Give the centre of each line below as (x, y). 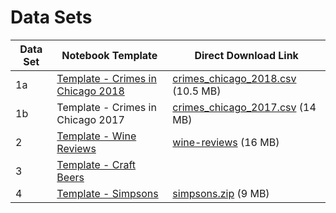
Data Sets (51, 17)
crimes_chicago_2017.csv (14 (244, 107)
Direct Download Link (246, 55)
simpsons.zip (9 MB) (221, 193)
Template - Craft (96, 164)
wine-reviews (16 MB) (226, 142)
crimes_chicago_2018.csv (234, 78)
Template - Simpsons (107, 193)
